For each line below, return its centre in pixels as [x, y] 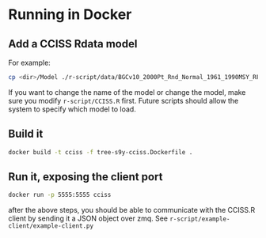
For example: [30, 62]
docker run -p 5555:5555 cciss [60, 195]
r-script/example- [200, 219]
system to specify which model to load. [72, 109]
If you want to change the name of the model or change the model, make [127, 92]
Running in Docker [70, 15]
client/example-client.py [51, 226]
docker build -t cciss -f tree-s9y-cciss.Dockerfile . [101, 152]
